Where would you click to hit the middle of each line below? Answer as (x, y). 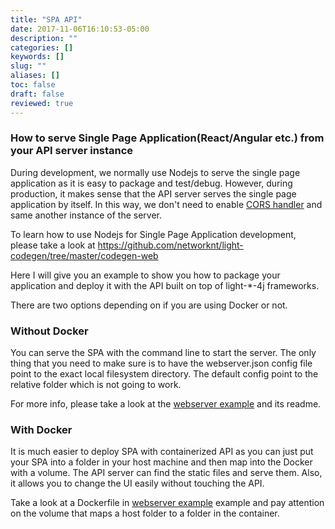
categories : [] (42, 47)
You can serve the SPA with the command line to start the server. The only (163, 353)
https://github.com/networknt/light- (170, 245)
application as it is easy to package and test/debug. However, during (151, 183)
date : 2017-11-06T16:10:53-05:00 (80, 29)
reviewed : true (42, 103)
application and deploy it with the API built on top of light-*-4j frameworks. (165, 285)
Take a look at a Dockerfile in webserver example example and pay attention (167, 503)
